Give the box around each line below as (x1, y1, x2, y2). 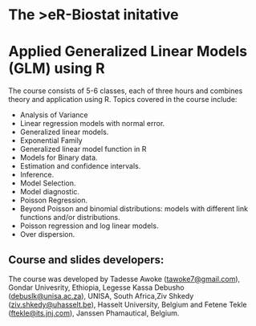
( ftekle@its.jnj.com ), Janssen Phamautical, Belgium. (8, 308, 180, 318)
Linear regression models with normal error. (19, 119, 165, 128)
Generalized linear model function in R (19, 145, 147, 154)
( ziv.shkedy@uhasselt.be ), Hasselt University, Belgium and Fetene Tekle (8, 300, 247, 309)
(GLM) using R (8, 59, 106, 78)
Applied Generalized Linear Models (8, 43, 247, 61)
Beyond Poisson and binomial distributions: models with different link (19, 204, 249, 214)
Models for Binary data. (19, 153, 98, 162)
